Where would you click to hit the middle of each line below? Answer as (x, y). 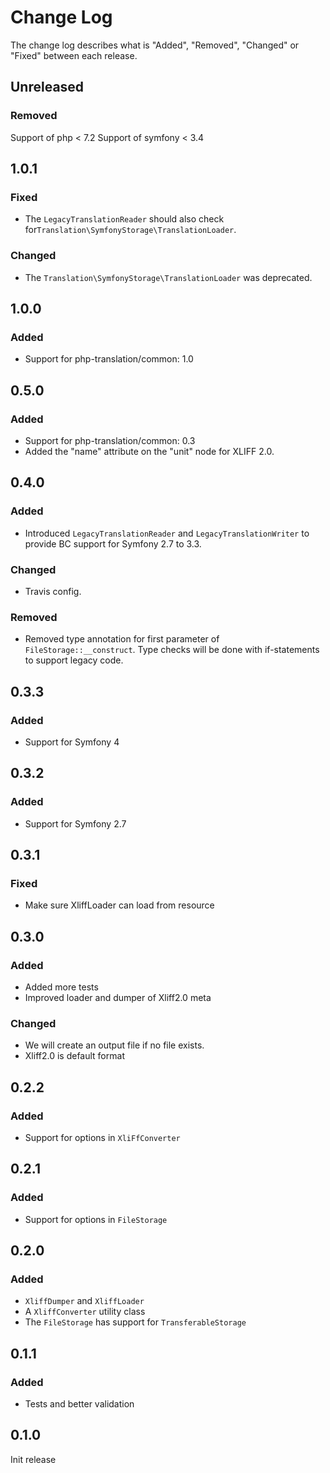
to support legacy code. (74, 660)
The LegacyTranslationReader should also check (124, 219)
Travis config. (53, 591)
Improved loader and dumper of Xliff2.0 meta (118, 998)
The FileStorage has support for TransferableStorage (135, 1322)
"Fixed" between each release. (74, 55)
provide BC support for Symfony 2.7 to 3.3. (113, 543)
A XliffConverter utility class (85, 1312)
